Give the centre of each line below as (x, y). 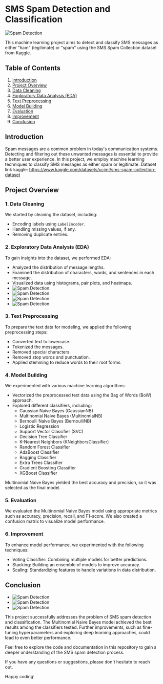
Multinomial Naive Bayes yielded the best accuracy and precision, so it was (81, 483)
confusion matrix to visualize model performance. (55, 521)
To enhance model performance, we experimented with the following (74, 545)
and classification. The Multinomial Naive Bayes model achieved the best (79, 622)
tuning (11, 632)
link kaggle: (17, 169)
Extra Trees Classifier (41, 463)
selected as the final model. (33, 488)
